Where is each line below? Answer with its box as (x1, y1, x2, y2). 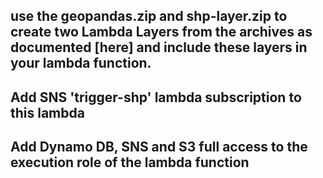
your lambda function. (10, 55, 152, 72)
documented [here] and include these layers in (10, 39, 308, 56)
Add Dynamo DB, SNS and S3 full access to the (10, 139, 308, 156)
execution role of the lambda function (10, 154, 250, 171)
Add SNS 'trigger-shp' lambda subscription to (10, 89, 302, 106)
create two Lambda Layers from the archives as (10, 24, 313, 41)
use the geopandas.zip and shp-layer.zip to (10, 8, 288, 25)
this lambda (10, 104, 85, 121)
